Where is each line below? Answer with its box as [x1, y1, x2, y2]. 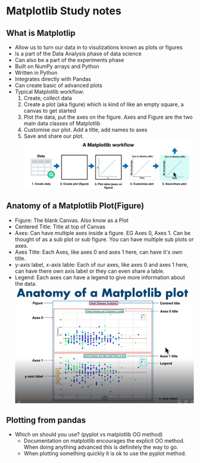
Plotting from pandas [6, 415, 86, 425]
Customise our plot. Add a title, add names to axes [23, 126, 148, 133]
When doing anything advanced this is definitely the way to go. [23, 443, 179, 451]
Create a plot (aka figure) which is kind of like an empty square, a [23, 101, 184, 108]
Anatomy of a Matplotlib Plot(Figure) [6, 201, 145, 211]
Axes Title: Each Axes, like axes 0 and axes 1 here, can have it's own [14, 248, 183, 255]
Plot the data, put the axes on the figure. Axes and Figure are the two [23, 113, 193, 121]
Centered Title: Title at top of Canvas [14, 223, 106, 230]
